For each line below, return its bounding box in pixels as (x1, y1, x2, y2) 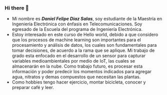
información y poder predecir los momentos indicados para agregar (11, 69, 152, 75)
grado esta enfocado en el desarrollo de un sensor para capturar (11, 53, 146, 59)
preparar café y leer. (11, 85, 54, 91)
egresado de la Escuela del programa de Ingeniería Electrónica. (11, 26, 143, 32)
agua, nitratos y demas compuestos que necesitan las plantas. (11, 74, 141, 80)
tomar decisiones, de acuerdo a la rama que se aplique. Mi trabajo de (11, 47, 155, 54)
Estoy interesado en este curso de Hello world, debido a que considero (11, 32, 158, 38)
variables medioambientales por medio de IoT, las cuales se (11, 58, 135, 64)
